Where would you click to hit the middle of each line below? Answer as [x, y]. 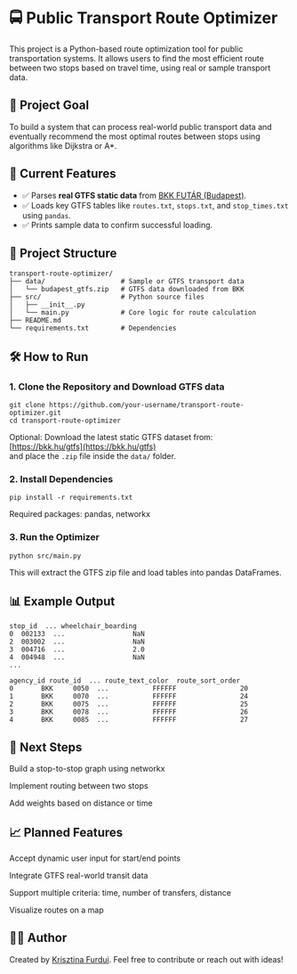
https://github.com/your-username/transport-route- [146, 405]
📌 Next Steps [46, 747]
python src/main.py [45, 556]
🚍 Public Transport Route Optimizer [144, 18]
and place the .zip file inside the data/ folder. [92, 456]
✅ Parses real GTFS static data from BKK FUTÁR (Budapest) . [134, 195]
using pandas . [46, 215]
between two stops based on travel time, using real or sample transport [140, 68]
